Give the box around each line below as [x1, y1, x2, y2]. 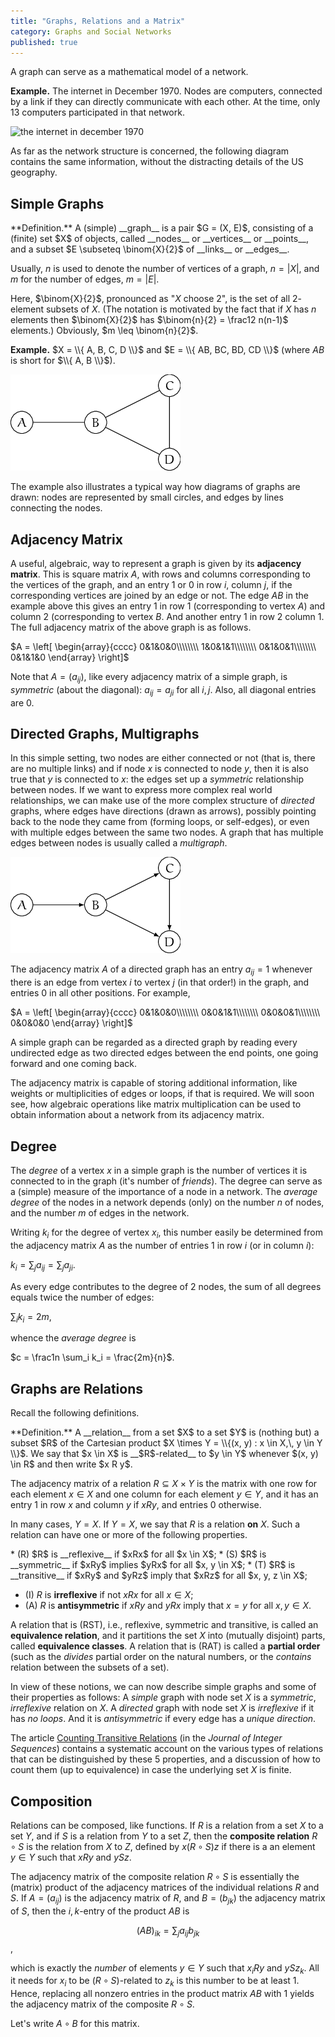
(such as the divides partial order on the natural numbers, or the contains [10, 1651, 312, 1663]
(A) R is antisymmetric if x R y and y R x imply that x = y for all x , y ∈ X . [24, 1600, 312, 1612]
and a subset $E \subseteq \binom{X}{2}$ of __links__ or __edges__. [10, 243, 290, 255]
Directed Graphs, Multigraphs [10, 725, 200, 742]
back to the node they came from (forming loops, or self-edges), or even [10, 816, 310, 828]
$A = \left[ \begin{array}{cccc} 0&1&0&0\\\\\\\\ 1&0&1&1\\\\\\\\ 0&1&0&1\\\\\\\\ [10, 641, 317, 652]
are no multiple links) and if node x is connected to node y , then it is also [10, 763, 309, 775]
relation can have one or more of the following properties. [10, 1529, 248, 1541]
